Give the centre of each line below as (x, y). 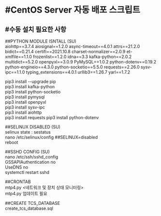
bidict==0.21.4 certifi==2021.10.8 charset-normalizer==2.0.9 (65, 52)
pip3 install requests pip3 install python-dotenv (52, 117)
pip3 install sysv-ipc (25, 107)
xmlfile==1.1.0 (19, 57)
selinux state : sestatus (28, 132)
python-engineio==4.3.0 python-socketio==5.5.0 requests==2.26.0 (72, 67)
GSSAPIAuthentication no (30, 162)
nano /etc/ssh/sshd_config (32, 157)
